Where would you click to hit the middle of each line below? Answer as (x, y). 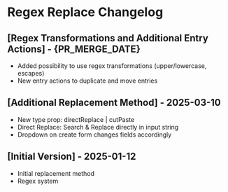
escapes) (31, 73)
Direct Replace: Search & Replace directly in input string (98, 127)
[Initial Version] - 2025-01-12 (72, 157)
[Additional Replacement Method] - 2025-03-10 (114, 103)
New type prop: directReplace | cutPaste (76, 119)
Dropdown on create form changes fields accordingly (94, 135)
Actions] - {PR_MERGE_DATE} (74, 49)
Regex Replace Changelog (85, 12)
